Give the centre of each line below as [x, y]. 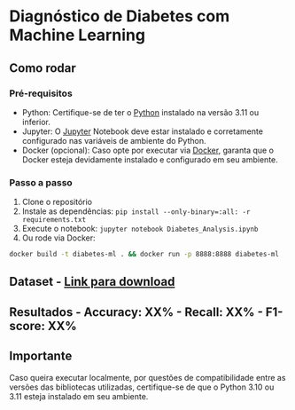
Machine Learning [78, 35]
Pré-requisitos [41, 93]
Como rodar [43, 68]
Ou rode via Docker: [58, 238]
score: [27, 326]
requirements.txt [54, 220]
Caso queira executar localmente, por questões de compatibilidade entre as [147, 377]
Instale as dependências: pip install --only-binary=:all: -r [136, 211]
